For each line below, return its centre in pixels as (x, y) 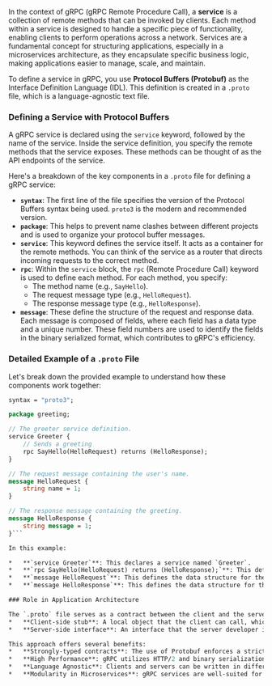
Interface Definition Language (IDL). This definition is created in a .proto (129, 87)
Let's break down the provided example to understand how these (117, 376)
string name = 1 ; (52, 489)
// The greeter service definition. (70, 429)
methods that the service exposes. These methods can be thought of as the (135, 152)
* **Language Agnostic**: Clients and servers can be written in (125, 667)
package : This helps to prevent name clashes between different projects (139, 227)
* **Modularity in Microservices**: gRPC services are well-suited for (136, 675)
